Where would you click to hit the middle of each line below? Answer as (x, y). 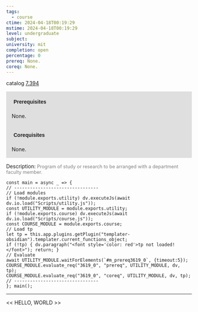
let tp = (17, 235)
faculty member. (24, 172)
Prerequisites (30, 102)
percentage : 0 (24, 56)
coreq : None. (22, 66)
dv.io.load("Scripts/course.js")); (50, 219)
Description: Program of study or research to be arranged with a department (92, 167)
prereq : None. (24, 61)
